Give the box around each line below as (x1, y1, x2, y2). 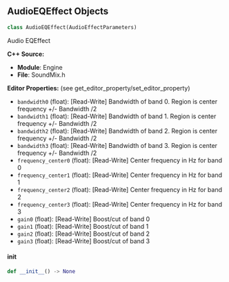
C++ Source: (7, 50, 45, 58)
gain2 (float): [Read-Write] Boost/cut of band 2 (17, 229, 150, 238)
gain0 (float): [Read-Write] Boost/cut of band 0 (17, 214, 150, 223)
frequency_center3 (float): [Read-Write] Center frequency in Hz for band (17, 200, 223, 208)
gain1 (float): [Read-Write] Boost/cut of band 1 (17, 222, 149, 230)
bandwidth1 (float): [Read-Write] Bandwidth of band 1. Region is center (17, 112, 217, 120)
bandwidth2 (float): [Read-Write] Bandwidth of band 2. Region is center (17, 126, 218, 135)
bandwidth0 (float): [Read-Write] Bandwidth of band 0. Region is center (17, 97, 218, 106)
